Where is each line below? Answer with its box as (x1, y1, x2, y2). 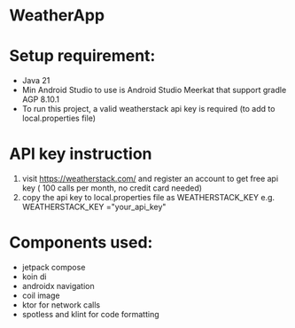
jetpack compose (21, 262, 86, 272)
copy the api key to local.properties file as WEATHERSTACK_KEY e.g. (21, 192, 276, 203)
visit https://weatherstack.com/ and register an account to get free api (21, 174, 279, 184)
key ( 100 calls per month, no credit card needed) (21, 183, 202, 193)
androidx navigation (21, 281, 95, 291)
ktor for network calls (21, 300, 100, 310)
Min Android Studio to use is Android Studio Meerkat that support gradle (21, 85, 287, 96)
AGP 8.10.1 (21, 94, 60, 105)
